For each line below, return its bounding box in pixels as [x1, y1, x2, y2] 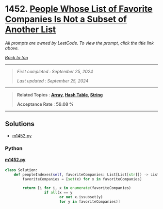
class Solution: [5, 167, 38, 173]
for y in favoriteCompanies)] [59, 199, 120, 204]
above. [5, 45, 19, 51]
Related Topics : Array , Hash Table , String [16, 92, 103, 97]
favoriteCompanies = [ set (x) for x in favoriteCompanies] [22, 177, 142, 181]
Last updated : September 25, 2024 [16, 78, 89, 83]
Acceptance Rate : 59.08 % [16, 101, 74, 107]
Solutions [5, 120, 35, 128]
